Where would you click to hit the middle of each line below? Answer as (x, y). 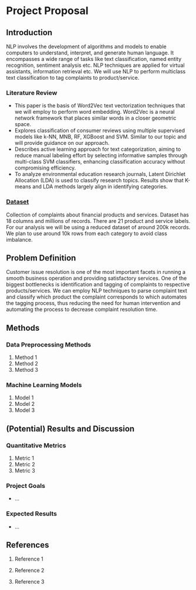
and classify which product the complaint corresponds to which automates (97, 297)
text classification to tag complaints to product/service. (73, 78)
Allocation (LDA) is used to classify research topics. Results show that (99, 181)
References (28, 545)
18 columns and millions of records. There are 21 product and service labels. (98, 221)
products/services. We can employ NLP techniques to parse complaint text (97, 291)
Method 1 (26, 357)
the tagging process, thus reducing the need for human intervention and (93, 303)
